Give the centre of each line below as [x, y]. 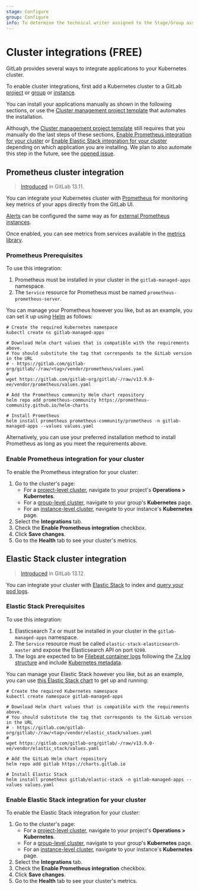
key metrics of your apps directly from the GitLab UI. [70, 204]
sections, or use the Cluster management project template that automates [96, 111]
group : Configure [28, 17]
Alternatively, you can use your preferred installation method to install [91, 437]
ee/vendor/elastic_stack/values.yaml [53, 748]
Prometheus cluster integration [65, 172]
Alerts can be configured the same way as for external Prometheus [88, 216]
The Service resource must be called [60, 643]
